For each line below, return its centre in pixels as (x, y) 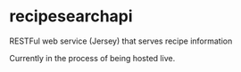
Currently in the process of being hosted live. (92, 58)
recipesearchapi (71, 16)
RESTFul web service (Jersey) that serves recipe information (121, 41)
